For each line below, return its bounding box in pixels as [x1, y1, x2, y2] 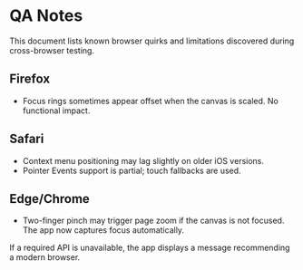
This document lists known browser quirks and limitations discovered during [9, 35, 295, 46]
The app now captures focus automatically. [22, 225, 184, 236]
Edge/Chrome [9, 191, 91, 207]
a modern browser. [9, 252, 81, 263]
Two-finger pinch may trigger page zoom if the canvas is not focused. [22, 215, 285, 227]
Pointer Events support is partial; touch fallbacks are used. [22, 165, 242, 176]
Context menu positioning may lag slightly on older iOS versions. [22, 155, 265, 166]
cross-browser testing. [9, 44, 95, 55]
